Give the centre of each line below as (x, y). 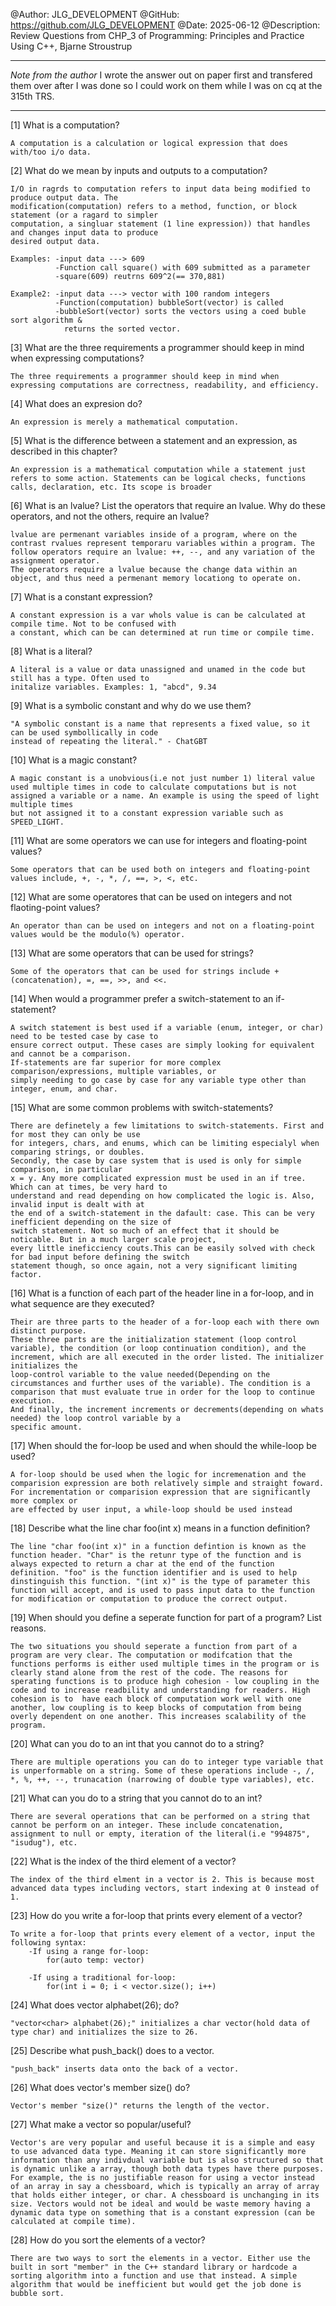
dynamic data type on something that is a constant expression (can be (162, 2213)
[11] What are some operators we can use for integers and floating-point (159, 840)
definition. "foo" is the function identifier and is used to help (154, 1573)
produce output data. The (64, 198)
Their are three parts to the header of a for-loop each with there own (165, 1322)
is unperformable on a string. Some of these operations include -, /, (162, 1771)
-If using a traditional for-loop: (102, 1978)
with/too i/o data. (51, 152)
